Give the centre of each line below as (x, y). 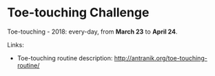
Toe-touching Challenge (78, 13)
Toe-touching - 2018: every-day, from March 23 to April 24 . (92, 31)
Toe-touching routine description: (65, 58)
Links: (16, 45)
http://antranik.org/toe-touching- (161, 58)
